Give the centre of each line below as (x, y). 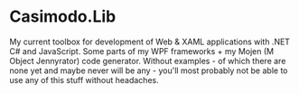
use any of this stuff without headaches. (84, 80)
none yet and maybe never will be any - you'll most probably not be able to (149, 70)
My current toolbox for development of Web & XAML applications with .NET (150, 42)
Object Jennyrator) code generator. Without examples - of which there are (148, 61)
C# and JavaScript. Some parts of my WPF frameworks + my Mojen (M (141, 51)
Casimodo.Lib (63, 17)
